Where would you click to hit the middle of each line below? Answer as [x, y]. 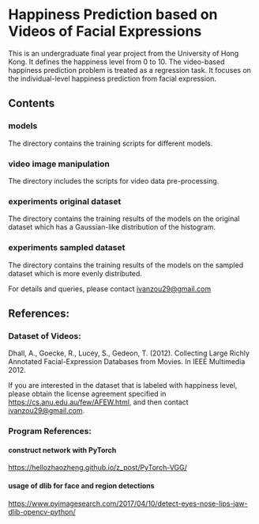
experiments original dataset [65, 201]
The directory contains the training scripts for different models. [111, 143]
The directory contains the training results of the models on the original [124, 218]
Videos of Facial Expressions [105, 31]
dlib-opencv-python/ [42, 511]
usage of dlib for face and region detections [82, 485]
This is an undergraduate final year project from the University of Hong [124, 53]
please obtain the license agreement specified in [87, 394]
